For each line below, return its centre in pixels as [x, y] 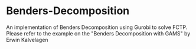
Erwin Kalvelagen [27, 40]
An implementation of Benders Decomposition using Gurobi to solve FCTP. [97, 27]
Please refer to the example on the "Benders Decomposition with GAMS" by [98, 33]
